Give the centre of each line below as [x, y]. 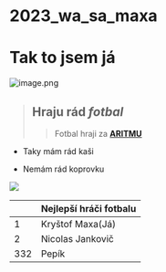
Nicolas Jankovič [77, 238]
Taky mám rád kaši [58, 151]
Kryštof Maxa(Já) [78, 224]
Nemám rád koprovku [63, 169]
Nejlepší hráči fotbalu [88, 208]
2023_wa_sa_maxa [83, 16]
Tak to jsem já [62, 58]
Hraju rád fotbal [78, 112]
